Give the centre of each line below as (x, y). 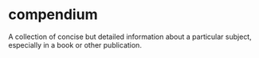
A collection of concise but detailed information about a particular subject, (130, 37)
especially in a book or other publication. (75, 44)
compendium (53, 15)
